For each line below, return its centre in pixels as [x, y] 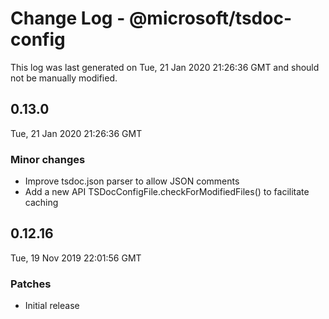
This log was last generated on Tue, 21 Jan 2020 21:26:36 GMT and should [165, 67]
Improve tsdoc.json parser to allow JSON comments [132, 181]
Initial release [52, 306]
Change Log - [68, 18]
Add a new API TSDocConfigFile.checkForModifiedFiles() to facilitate [167, 192]
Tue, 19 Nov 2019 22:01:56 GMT [76, 258]
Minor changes [48, 159]
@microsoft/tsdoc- [210, 18]
